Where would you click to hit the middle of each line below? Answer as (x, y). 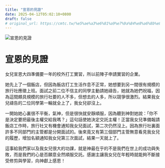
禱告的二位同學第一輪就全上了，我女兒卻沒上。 (56, 103)
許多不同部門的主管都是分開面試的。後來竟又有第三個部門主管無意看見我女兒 (82, 132)
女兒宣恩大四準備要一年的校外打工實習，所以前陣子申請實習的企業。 (74, 74)
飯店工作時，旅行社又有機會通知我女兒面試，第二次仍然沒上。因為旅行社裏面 (82, 126)
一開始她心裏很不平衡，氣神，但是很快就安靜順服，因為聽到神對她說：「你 (79, 113)
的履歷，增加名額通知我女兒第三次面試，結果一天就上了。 (63, 138)
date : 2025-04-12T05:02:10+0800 (38, 14)
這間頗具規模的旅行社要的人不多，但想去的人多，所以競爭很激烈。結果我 (82, 97)
